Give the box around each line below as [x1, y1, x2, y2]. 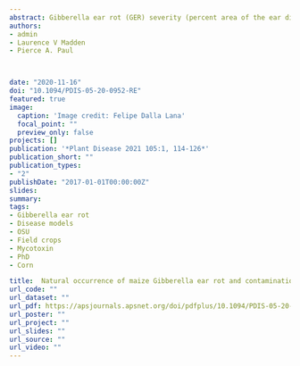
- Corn [9, 261, 34, 270]
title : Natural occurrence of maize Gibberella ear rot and [9, 277, 242, 286]
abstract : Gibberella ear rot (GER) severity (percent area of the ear [9, 12, 281, 22]
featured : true [9, 95, 66, 104]
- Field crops [9, 236, 62, 245]
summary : [9, 194, 42, 204]
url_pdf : [9, 302, 42, 311]
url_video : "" [9, 343, 62, 353]
